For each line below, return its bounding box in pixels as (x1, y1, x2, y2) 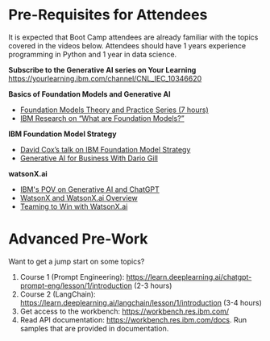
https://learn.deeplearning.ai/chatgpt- (126, 272, 252, 281)
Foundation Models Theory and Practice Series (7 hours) (19, 105, 210, 114)
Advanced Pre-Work (8, 230, 148, 248)
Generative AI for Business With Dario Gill (19, 153, 159, 163)
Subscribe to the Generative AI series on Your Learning (8, 64, 197, 74)
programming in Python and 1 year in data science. (8, 49, 177, 59)
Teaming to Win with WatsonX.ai (19, 202, 128, 211)
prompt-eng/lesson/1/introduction (19, 281, 133, 290)
